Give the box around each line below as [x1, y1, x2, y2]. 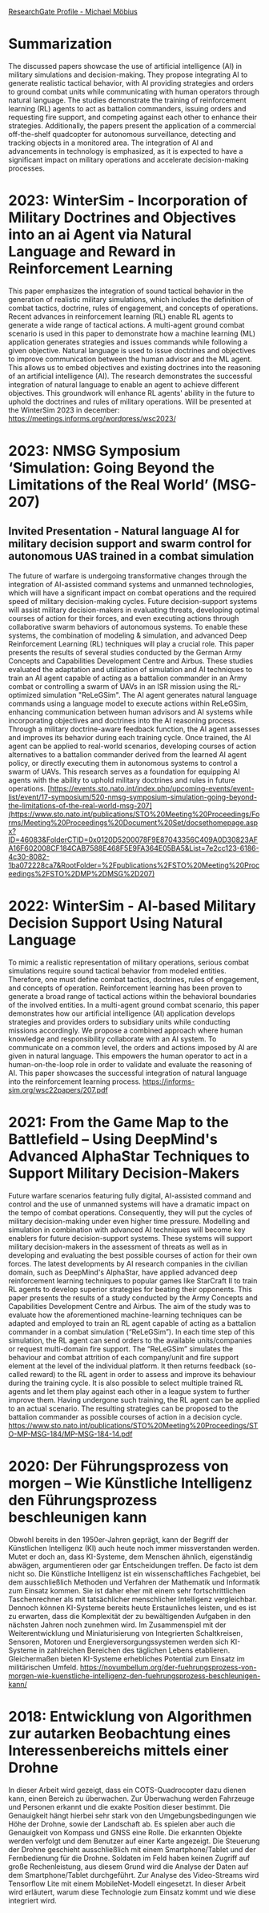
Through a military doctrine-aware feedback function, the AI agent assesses [8, 724, 260, 734]
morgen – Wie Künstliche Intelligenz [8, 1474, 253, 1492]
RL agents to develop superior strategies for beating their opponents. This [8, 1284, 252, 1294]
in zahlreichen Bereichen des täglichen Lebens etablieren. [38, 1645, 231, 1655]
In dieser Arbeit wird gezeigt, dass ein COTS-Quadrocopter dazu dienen [8, 1785, 247, 1794]
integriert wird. [8, 1895, 58, 1905]
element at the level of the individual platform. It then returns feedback [8, 1361, 241, 1371]
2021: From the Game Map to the [8, 1114, 230, 1131]
